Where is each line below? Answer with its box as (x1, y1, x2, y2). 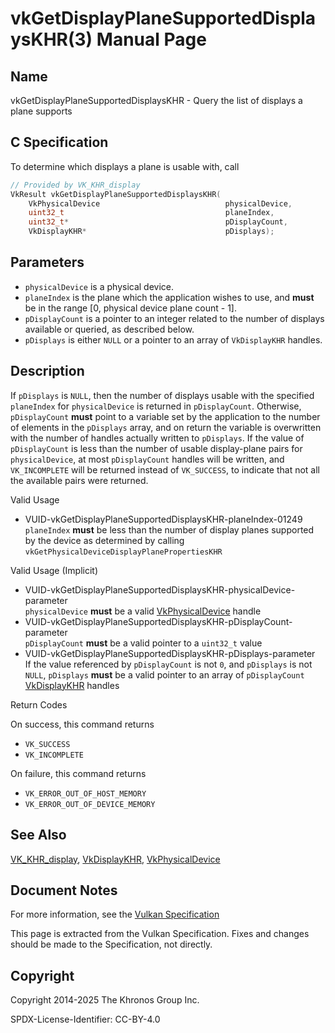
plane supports (10, 105, 73, 117)
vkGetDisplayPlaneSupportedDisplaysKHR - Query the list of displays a (10, 95, 303, 106)
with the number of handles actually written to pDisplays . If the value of (10, 432, 305, 444)
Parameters (10, 254, 85, 271)
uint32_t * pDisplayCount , (28, 217, 288, 227)
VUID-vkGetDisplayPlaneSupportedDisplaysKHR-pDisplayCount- (24, 615, 293, 627)
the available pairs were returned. (10, 474, 149, 486)
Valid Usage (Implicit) (10, 564, 99, 576)
